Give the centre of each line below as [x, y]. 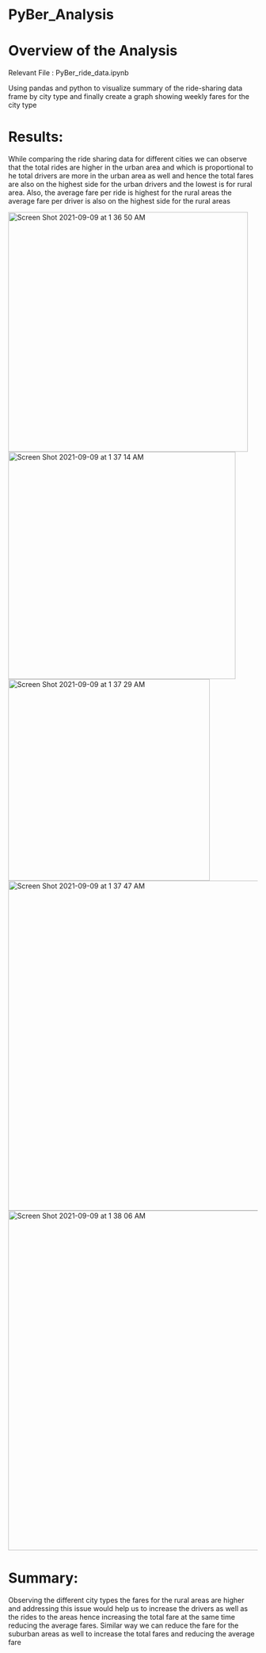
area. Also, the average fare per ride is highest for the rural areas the [120, 193]
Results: [36, 137]
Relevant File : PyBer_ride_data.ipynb [68, 73]
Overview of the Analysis [93, 51]
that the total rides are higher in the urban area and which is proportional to [131, 167]
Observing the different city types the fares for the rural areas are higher [126, 1600]
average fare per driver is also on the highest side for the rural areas [120, 201]
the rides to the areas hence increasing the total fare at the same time [122, 1617]
